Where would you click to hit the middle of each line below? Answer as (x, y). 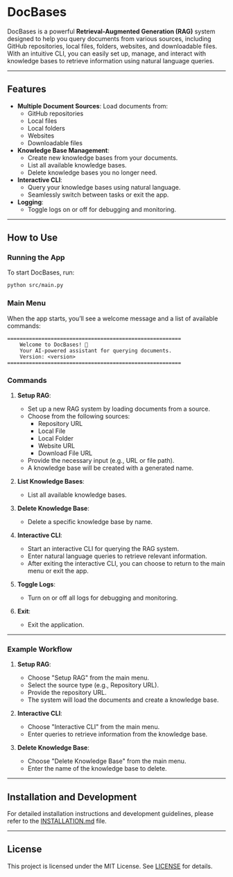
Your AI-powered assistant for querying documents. (96, 351)
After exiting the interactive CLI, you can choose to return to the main (126, 563)
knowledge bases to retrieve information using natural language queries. (111, 60)
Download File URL (65, 453)
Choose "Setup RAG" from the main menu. (88, 678)
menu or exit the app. (58, 571)
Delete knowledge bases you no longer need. (92, 172)
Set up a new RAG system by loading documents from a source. (119, 409)
